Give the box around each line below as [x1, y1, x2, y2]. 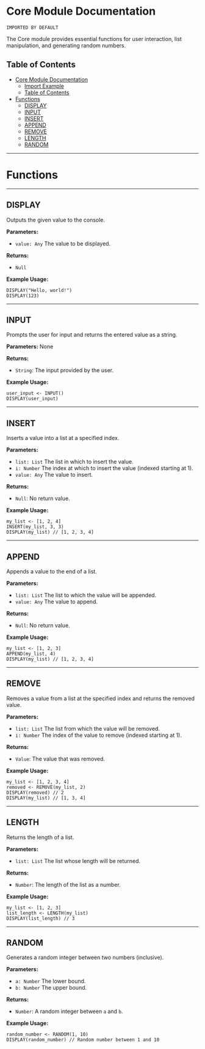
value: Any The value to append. [15, 598, 98, 605]
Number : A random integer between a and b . [15, 1008, 123, 1015]
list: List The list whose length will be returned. [15, 857, 141, 864]
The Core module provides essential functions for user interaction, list [6, 35, 182, 42]
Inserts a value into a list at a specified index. [6, 435, 120, 442]
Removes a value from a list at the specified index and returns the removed [6, 695, 195, 702]
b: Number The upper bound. [15, 984, 87, 991]
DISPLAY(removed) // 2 [6, 790, 64, 796]
